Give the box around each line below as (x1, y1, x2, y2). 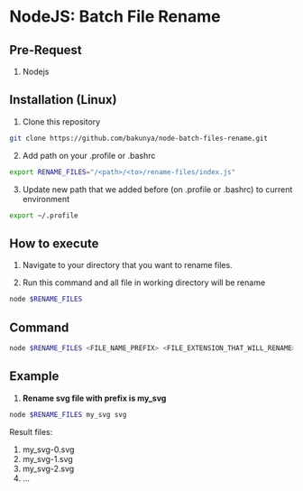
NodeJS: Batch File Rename (9, 6, 221, 27)
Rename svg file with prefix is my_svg (22, 393, 167, 403)
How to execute (9, 236, 99, 251)
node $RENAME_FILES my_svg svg (9, 410, 127, 419)
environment (22, 193, 70, 204)
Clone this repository (22, 116, 101, 127)
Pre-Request (9, 42, 83, 58)
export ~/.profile (9, 210, 78, 220)
